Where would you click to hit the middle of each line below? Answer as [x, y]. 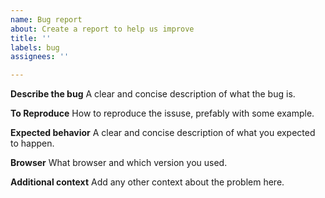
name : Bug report [46, 19]
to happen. [32, 143]
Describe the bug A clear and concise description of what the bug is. [153, 94]
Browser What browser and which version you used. [119, 163]
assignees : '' [40, 57]
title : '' [31, 38]
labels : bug [35, 47]
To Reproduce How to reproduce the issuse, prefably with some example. [162, 113]
